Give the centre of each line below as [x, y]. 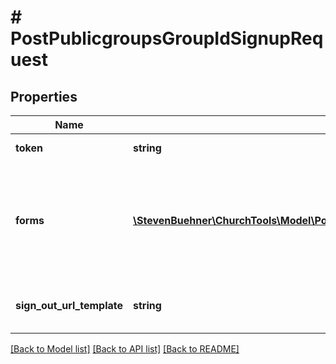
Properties [44, 96]
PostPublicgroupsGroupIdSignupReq [167, 38]
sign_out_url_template [69, 305]
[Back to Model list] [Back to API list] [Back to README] [125, 349]
